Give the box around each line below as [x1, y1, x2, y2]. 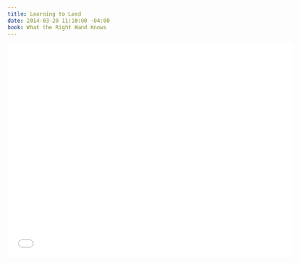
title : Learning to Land [7, 10, 81, 18]
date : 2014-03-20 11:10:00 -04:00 [7, 17, 111, 24]
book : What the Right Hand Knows [7, 24, 107, 31]
